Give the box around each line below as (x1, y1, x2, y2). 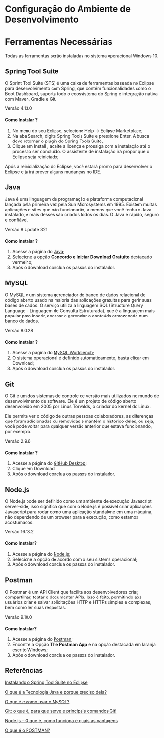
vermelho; (12, 259, 33, 265)
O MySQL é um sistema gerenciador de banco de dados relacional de (5, 292, 146, 298)
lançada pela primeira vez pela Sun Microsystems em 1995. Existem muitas (5, 201, 157, 207)
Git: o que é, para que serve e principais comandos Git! (5, 708, 117, 714)
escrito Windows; (12, 647, 48, 653)
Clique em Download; (12, 466, 56, 472)
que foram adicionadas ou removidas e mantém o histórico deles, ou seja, (5, 418, 155, 424)
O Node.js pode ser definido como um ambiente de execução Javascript (5, 498, 152, 504)
